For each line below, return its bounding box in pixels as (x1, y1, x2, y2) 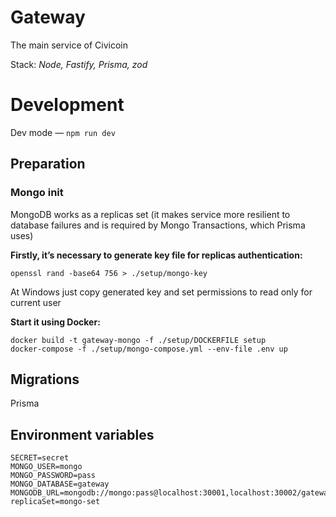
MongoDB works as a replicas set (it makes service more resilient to (10, 208, 291, 220)
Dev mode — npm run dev (10, 126, 116, 138)
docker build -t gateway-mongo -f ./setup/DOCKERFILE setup (10, 335, 267, 345)
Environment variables (10, 426, 155, 443)
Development (10, 94, 125, 116)
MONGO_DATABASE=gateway (10, 479, 110, 490)
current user (10, 296, 62, 308)
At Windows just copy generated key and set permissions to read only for (10, 286, 313, 298)
